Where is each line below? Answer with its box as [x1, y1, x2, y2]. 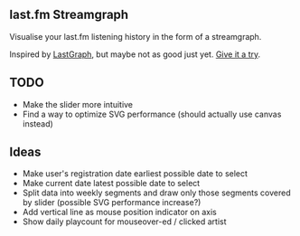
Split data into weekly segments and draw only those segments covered [22, 187, 291, 198]
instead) [22, 118, 54, 129]
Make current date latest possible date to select [22, 178, 201, 189]
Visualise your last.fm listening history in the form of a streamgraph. [9, 31, 262, 42]
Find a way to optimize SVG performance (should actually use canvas [22, 109, 282, 119]
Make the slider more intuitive [22, 99, 134, 109]
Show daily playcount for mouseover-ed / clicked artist [22, 216, 228, 227]
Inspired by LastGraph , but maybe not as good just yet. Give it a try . [9, 49, 261, 60]
